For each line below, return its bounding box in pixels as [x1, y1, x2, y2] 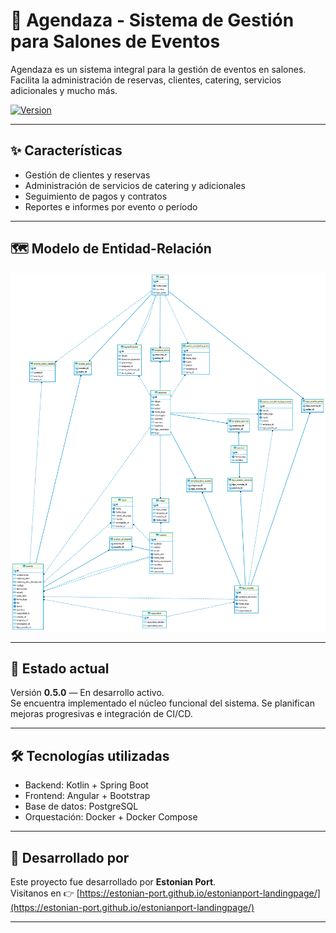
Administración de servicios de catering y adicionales [24, 179, 246, 191]
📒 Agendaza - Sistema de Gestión [10, 9, 295, 32]
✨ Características [10, 142, 123, 159]
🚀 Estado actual [10, 660, 110, 678]
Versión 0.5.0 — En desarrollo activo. [10, 687, 165, 699]
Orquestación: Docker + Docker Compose [24, 811, 198, 823]
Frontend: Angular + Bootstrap [24, 790, 151, 802]
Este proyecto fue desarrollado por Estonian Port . [10, 876, 217, 888]
